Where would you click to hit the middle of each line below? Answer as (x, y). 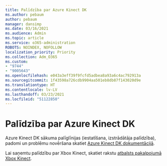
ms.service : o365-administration (40, 43)
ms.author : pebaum (24, 15)
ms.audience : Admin (26, 33)
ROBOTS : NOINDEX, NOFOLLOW (34, 47)
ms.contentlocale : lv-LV (31, 90)
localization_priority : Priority (40, 52)
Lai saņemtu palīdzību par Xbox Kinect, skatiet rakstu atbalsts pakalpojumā (83, 153)
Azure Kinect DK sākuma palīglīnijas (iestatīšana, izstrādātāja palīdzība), (81, 138)
